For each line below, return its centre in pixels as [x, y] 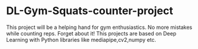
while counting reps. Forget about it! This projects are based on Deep [92, 33]
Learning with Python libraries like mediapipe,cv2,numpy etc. [81, 40]
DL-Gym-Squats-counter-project [90, 11]
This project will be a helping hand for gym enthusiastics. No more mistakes [99, 27]
